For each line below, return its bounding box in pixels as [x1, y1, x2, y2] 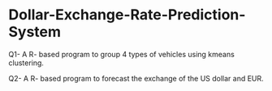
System [8, 23, 62, 41]
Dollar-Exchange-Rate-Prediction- [8, 6, 246, 24]
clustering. [8, 58, 45, 68]
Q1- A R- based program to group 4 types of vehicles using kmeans [8, 49, 235, 59]
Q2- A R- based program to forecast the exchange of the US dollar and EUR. [8, 73, 264, 83]
